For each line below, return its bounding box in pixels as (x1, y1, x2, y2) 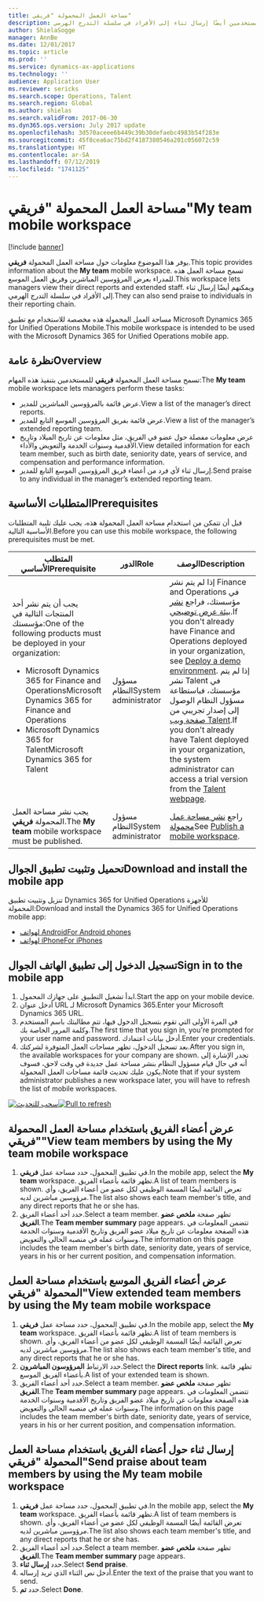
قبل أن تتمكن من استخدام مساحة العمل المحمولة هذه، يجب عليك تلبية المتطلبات (8, 518, 242, 527)
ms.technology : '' (8, 70, 68, 78)
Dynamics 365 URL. (19, 1009, 84, 1018)
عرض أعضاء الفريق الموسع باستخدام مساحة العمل (8, 1274, 227, 1288)
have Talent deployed (169, 734, 249, 745)
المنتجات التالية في (12, 608, 75, 619)
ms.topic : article (8, 48, 68, 56)
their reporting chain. (8, 299, 76, 308)
